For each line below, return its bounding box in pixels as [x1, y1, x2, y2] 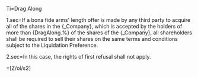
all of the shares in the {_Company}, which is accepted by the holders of [6, 23, 183, 30]
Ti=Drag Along [6, 5, 42, 12]
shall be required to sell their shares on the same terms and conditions [6, 36, 178, 42]
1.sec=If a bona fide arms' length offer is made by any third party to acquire [6, 17, 191, 23]
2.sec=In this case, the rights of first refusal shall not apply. [6, 53, 151, 60]
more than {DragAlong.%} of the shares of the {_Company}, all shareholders [6, 29, 193, 36]
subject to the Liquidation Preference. [6, 41, 98, 49]
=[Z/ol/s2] [6, 65, 31, 72]
